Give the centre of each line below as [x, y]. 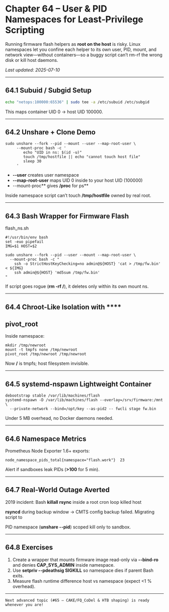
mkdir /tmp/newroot [26, 345]
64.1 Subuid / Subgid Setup [48, 90]
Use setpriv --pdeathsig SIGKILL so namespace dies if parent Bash [83, 570]
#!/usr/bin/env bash [27, 238]
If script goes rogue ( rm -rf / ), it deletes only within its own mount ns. [77, 286]
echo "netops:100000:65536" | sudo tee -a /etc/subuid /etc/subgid [77, 102]
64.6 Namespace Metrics [46, 439]
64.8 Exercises [29, 547]
